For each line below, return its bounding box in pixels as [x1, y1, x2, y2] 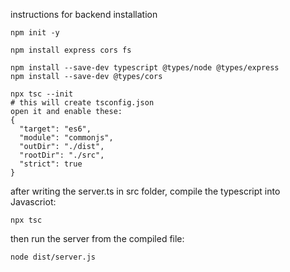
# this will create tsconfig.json [10, 98, 155, 108]
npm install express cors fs [10, 45, 132, 55]
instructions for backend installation [10, 9, 158, 20]
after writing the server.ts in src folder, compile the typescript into [10, 185, 281, 197]
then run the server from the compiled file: [10, 233, 185, 244]
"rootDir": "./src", [19, 150, 105, 160]
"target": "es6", [19, 124, 92, 134]
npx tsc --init [10, 89, 74, 99]
